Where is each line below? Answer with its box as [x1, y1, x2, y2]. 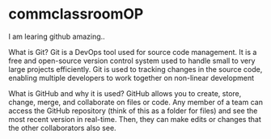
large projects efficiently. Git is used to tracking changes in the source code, [8, 64, 263, 74]
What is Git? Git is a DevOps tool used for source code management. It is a [8, 47, 257, 57]
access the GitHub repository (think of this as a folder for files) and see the [8, 106, 258, 116]
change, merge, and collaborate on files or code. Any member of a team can [8, 97, 263, 107]
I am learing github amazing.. [8, 32, 105, 41]
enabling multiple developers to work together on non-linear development [8, 73, 255, 82]
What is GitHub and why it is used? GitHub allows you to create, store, [8, 88, 242, 98]
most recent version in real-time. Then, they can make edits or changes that [8, 114, 261, 124]
